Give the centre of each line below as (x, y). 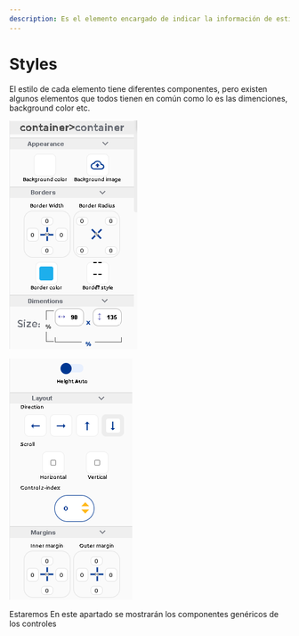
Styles (33, 64)
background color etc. (50, 108)
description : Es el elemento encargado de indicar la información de (141, 19)
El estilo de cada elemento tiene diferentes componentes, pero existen (138, 88)
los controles (33, 624)
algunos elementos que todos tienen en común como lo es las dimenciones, (149, 98)
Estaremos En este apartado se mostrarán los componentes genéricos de (144, 614)
